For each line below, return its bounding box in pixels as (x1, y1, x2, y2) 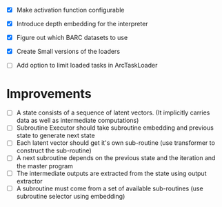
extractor (16, 177, 43, 185)
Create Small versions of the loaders (16, 48, 121, 56)
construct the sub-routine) (16, 146, 92, 155)
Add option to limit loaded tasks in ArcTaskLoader (16, 61, 158, 70)
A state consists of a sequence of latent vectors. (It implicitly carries (16, 108, 210, 117)
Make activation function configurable (16, 6, 125, 14)
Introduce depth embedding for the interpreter (16, 20, 149, 28)
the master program (16, 161, 74, 170)
